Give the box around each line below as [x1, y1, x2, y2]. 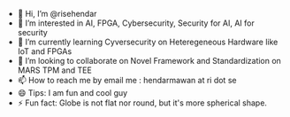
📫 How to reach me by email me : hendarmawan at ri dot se [17, 75, 237, 85]
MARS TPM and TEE [17, 65, 93, 75]
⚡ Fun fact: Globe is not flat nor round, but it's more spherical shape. [17, 97, 268, 108]
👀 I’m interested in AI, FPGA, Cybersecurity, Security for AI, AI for [17, 18, 255, 28]
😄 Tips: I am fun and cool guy [17, 88, 128, 97]
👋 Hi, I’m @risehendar [17, 9, 97, 19]
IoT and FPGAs [17, 46, 72, 57]
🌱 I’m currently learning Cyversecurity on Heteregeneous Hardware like [17, 36, 279, 47]
